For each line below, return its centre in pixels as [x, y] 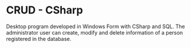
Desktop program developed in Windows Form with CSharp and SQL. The [95, 26]
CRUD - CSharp [45, 10]
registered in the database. [39, 39]
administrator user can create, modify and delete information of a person [95, 32]
